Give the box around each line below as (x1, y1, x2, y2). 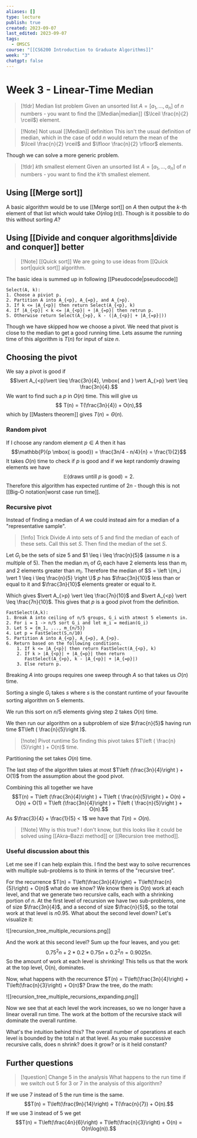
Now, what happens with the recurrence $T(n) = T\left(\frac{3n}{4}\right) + (6, 976, 189, 983)
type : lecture (6, 14, 41, 20)
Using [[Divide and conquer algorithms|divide (6, 233, 178, 243)
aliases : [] (6, 8, 35, 15)
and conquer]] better (6, 242, 84, 252)
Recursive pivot (6, 503, 52, 511)
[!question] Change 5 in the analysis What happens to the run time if (20, 1074, 186, 1081)
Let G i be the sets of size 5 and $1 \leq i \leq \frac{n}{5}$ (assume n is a (6, 552, 180, 560)
